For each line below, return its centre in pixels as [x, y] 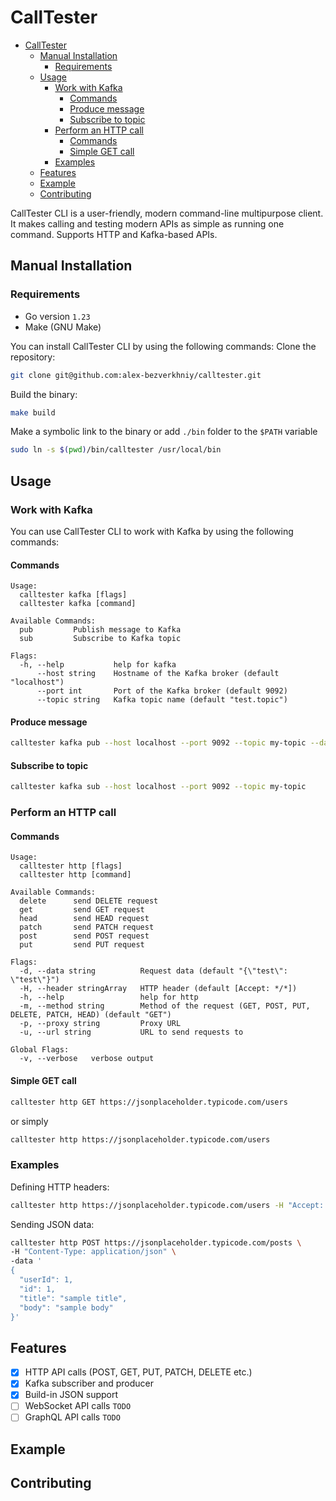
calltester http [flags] [71, 866]
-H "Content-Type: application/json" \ [93, 1252]
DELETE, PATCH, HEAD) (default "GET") [91, 1015]
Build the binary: [44, 394]
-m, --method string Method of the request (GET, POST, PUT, [165, 1006]
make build [33, 412]
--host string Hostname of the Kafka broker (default [158, 674]
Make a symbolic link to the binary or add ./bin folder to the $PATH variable [164, 432]
